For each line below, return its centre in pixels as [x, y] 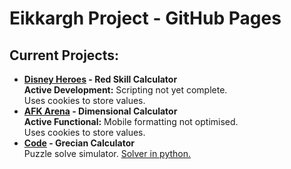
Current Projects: [64, 55]
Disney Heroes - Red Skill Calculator [100, 79]
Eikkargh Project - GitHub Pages [145, 18]
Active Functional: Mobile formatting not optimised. [131, 121]
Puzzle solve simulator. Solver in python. [107, 153]
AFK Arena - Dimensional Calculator [100, 111]
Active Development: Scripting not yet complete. [125, 90]
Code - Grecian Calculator [79, 143]
